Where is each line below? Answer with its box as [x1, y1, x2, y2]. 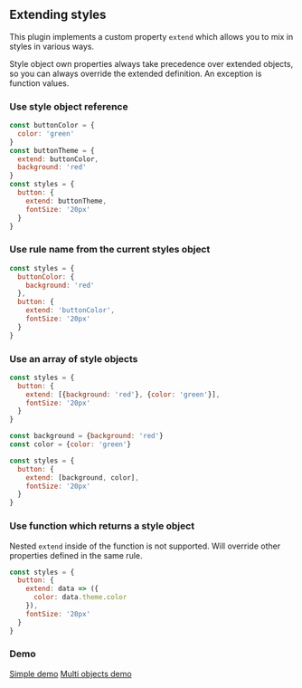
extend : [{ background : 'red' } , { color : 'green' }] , [25, 389, 221, 399]
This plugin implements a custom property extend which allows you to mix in [9, 31, 294, 42]
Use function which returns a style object [9, 520, 195, 532]
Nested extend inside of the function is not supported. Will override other [9, 540, 281, 551]
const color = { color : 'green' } [9, 440, 131, 449]
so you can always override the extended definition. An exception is [9, 68, 262, 79]
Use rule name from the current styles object [9, 244, 211, 256]
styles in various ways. [9, 41, 95, 52]
